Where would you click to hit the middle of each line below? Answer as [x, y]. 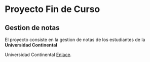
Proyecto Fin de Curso [52, 9]
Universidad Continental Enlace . [38, 54]
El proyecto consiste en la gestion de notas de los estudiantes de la [75, 39]
